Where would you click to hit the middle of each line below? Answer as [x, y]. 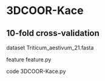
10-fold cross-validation [53, 33]
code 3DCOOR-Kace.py [36, 71]
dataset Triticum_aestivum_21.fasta [50, 48]
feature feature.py [29, 59]
